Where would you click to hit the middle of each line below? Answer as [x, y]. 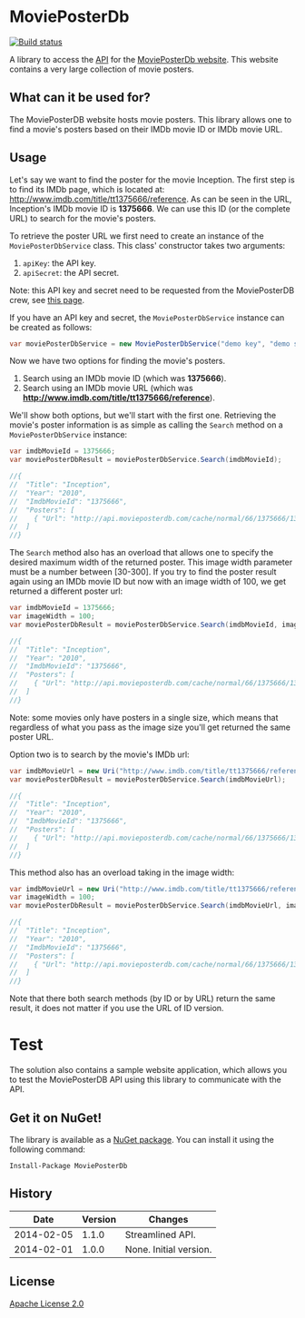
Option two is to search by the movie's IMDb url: [99, 754]
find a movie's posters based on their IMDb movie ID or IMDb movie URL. [146, 129]
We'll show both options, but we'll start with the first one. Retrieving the [143, 416]
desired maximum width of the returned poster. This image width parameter [151, 562]
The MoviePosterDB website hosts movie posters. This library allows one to [151, 119]
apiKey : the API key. [59, 263]
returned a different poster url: [66, 591]
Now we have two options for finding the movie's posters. [117, 361]
